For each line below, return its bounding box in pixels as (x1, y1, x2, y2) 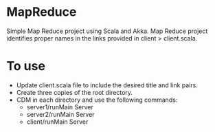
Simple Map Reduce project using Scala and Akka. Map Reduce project (6, 27, 208, 35)
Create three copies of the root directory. (16, 88, 133, 96)
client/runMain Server (26, 118, 89, 126)
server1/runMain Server (26, 102, 93, 111)
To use (6, 58, 46, 74)
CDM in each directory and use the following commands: (16, 96, 178, 104)
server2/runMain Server (26, 110, 95, 118)
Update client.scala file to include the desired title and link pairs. (16, 80, 199, 89)
